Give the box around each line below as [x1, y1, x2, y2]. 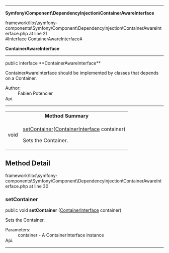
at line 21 [29, 31, 48, 36]
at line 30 [29, 183, 49, 189]
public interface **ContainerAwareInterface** [5, 60, 101, 66]
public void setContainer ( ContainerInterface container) [5, 207, 122, 213]
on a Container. [5, 75, 37, 81]
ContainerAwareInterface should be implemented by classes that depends [5, 70, 159, 76]
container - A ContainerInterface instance [18, 232, 104, 238]
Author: [5, 85, 21, 91]
